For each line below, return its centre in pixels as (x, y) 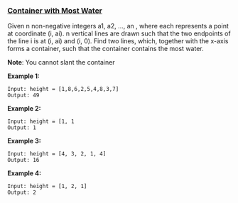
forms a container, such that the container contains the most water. (106, 49)
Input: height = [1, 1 (41, 122)
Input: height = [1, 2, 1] (47, 187)
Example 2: (24, 109)
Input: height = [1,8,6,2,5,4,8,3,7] (63, 89)
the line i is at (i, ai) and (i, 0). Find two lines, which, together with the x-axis (118, 41)
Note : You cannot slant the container (61, 62)
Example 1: (24, 76)
